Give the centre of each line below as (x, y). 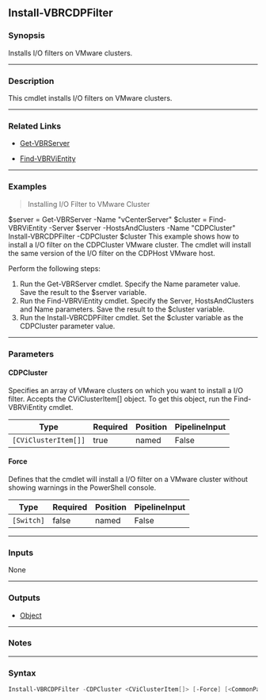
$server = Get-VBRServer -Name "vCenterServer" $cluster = (108, 219)
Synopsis (27, 36)
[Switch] (28, 520)
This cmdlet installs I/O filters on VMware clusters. (90, 98)
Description (31, 81)
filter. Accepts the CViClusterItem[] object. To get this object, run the (120, 399)
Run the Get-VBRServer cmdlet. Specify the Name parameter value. (130, 284)
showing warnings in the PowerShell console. (82, 488)
